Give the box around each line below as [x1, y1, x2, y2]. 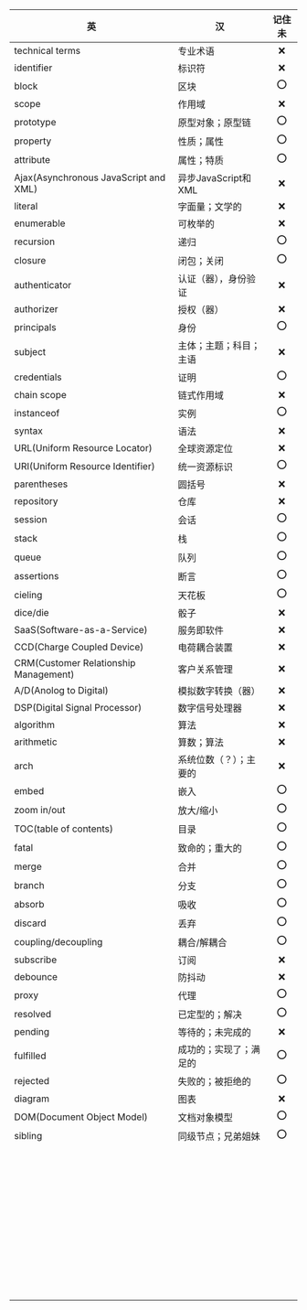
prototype [14, 115, 57, 128]
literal [14, 200, 38, 212]
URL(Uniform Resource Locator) [14, 442, 153, 454]
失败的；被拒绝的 [177, 1075, 251, 1088]
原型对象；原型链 [177, 116, 251, 129]
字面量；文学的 [177, 200, 242, 213]
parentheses [14, 478, 69, 490]
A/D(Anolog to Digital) [14, 684, 110, 696]
